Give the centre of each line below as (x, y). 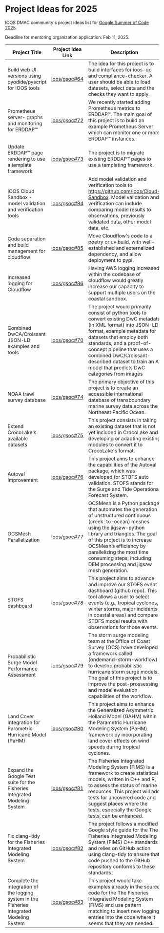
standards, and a (107, 343)
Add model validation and (117, 179)
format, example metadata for (122, 331)
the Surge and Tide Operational (124, 489)
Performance (22, 669)
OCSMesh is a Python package (124, 503)
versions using (24, 76)
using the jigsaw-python (116, 528)
